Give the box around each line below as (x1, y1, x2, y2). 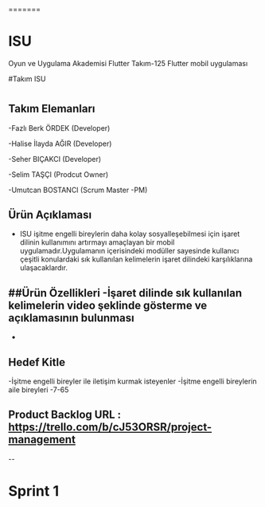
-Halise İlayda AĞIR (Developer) (8, 139, 112, 148)
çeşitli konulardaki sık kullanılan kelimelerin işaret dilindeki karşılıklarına (19, 254, 253, 264)
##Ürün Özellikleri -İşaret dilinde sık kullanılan (8, 286, 243, 300)
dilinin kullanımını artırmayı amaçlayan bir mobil (19, 238, 175, 247)
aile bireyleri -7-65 (8, 384, 69, 395)
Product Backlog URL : (8, 408, 122, 422)
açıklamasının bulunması (8, 311, 134, 324)
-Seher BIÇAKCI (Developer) (8, 154, 102, 163)
